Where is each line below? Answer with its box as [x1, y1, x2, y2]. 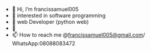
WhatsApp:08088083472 [11, 40, 75, 47]
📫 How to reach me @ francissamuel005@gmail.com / [11, 32, 146, 38]
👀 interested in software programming [11, 12, 106, 19]
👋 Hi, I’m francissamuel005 [11, 6, 79, 13]
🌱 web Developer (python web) [11, 18, 89, 25]
